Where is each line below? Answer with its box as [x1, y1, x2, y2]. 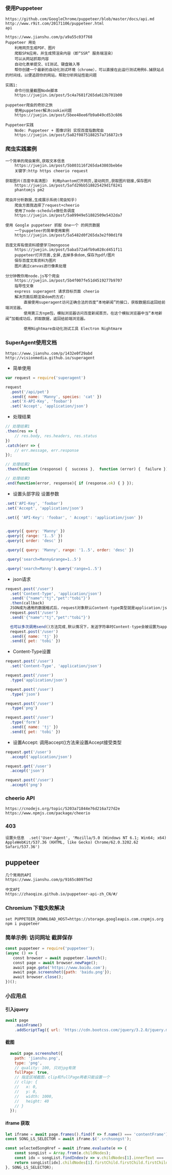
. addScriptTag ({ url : [14, 1027, 60, 1033]
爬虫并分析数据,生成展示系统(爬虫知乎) [5, 197, 77, 203]
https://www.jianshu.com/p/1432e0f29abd [5, 351, 93, 356]
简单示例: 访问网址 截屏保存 [5, 934, 73, 941]
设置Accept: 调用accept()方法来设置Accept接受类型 [12, 739, 122, 745]
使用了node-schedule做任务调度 [14, 208, 75, 213]
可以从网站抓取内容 [14, 57, 49, 62]
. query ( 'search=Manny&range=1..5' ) [5, 557, 81, 562]
